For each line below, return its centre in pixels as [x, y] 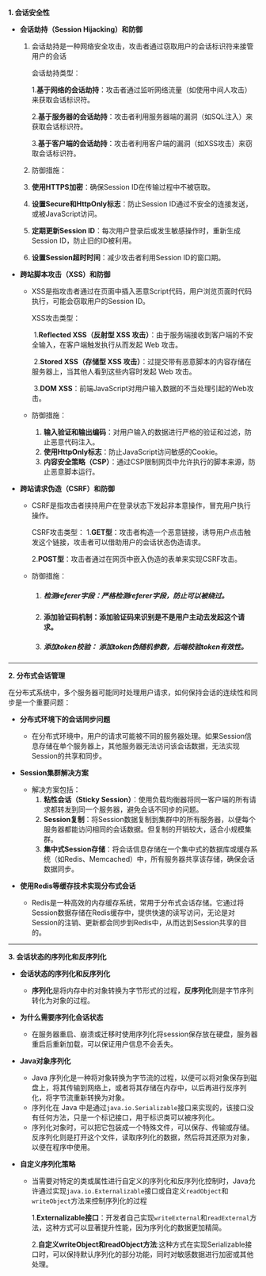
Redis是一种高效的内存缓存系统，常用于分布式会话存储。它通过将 [137, 902]
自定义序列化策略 [47, 1164]
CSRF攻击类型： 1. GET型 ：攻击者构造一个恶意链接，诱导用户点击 [138, 532]
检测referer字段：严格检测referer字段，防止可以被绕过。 [136, 595]
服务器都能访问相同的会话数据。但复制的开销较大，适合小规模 [144, 829]
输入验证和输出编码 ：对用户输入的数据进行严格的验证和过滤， [144, 432]
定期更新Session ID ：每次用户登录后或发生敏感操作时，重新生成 [136, 231]
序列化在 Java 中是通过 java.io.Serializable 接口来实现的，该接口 [139, 1107]
